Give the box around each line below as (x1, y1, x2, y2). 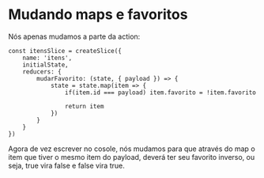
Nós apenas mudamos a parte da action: (8, 32, 141, 41)
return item (64, 102, 104, 110)
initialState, (22, 61, 69, 69)
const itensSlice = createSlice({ (8, 47, 123, 55)
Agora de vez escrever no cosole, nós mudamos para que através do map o (8, 144, 255, 153)
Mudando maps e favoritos (8, 6, 188, 24)
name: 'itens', (22, 54, 73, 62)
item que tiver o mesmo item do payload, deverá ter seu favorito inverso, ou (8, 152, 255, 161)
